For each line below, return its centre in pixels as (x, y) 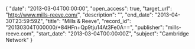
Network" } (19, 40)
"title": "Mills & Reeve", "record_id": (88, 21)
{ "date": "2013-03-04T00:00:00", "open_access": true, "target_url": (89, 9)
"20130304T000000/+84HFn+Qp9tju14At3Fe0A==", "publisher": (85, 27)
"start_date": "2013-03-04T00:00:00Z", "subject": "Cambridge (113, 34)
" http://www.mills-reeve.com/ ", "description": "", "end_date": (80, 15)
